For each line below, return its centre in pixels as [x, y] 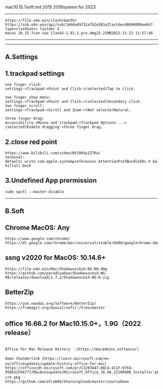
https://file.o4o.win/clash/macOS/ [41, 20]
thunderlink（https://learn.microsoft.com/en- [63, 359]
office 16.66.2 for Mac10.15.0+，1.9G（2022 [73, 324]
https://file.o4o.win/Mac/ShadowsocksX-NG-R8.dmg [56, 269]
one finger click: [24, 85]
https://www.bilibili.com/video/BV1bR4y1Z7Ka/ [53, 153]
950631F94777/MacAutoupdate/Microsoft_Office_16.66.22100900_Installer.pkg [83, 373]
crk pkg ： [16, 377]
